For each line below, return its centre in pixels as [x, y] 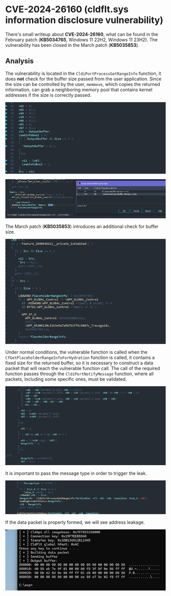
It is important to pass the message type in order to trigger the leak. [76, 473]
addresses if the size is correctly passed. [48, 95]
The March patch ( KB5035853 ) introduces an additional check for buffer [82, 226]
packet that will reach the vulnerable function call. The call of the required [83, 368]
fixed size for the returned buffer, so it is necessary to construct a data [79, 363]
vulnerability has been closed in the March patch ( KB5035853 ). [72, 45]
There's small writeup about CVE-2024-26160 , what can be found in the [82, 34]
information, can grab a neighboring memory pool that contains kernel [79, 90]
